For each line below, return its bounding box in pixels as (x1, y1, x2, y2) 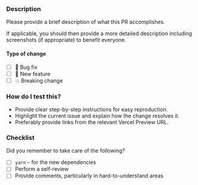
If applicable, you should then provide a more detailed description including (6, 30, 193, 37)
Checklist (6, 134, 35, 142)
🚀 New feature (14, 70, 51, 77)
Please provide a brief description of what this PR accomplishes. (6, 19, 166, 26)
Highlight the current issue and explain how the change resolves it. (14, 112, 179, 119)
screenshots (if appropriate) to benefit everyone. (6, 37, 127, 44)
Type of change (6, 50, 46, 57)
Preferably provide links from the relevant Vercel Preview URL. (14, 119, 169, 126)
